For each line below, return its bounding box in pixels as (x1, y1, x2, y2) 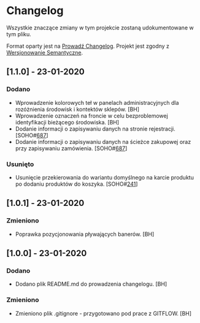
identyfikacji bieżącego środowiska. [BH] (15, 118, 120, 126)
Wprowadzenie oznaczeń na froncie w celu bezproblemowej (15, 112, 169, 120)
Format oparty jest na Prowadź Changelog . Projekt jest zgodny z (6, 42, 170, 50)
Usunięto (6, 160, 34, 169)
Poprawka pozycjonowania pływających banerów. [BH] (15, 230, 155, 238)
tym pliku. (6, 30, 32, 37)
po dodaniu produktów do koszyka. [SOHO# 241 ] (15, 180, 138, 188)
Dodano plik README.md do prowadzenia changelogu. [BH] (15, 280, 167, 288)
